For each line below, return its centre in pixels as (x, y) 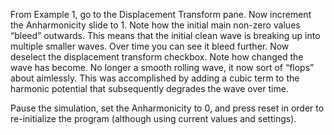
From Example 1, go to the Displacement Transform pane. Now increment (161, 14)
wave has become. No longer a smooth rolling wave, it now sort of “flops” (162, 67)
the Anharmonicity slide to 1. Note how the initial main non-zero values (155, 25)
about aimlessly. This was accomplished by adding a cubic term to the (155, 78)
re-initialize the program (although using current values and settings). (153, 118)
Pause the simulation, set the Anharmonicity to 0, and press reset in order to (167, 108)
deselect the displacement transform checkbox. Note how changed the (157, 57)
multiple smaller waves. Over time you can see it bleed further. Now (150, 46)
